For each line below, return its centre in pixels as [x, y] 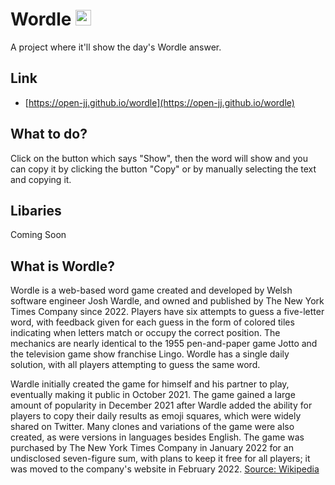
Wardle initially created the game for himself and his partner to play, [150, 384]
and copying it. [41, 179]
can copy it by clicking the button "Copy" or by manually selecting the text [163, 169]
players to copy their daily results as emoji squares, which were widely [156, 416]
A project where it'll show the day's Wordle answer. [116, 47]
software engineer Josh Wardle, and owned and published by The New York [167, 301]
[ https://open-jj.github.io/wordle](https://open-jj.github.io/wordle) [159, 102]
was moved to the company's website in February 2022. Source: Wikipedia [165, 469]
